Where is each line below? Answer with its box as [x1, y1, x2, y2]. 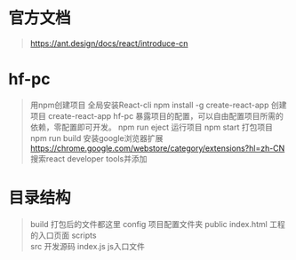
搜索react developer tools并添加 [29, 153, 148, 164]
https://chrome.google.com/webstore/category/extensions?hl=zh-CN [29, 143, 285, 154]
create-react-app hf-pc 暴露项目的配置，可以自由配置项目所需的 [47, 110, 284, 121]
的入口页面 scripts [29, 230, 97, 240]
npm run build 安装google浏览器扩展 [29, 132, 164, 143]
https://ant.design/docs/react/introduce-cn [29, 37, 188, 49]
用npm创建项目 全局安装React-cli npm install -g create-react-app [29, 99, 269, 110]
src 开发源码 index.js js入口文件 [29, 240, 146, 251]
